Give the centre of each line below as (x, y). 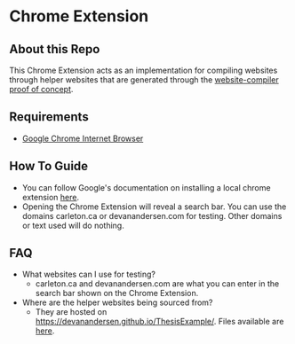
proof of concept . (41, 89)
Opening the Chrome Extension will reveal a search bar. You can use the (154, 207)
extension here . (51, 197)
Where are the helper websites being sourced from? (117, 302)
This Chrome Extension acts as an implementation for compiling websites (144, 70)
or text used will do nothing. (73, 225)
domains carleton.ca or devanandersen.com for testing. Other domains (152, 215)
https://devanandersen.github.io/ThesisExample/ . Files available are (159, 322)
